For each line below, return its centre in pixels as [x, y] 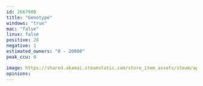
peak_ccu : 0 [21, 57]
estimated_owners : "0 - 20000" [46, 51]
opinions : [19, 73]
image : [14, 68]
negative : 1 [21, 46]
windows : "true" [27, 23]
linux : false [23, 35]
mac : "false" [23, 29]
